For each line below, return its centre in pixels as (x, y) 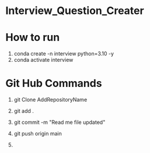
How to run (33, 38)
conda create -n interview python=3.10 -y (64, 54)
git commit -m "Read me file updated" (60, 122)
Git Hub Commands (54, 84)
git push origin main (38, 134)
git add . (24, 111)
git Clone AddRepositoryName (50, 100)
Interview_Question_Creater (75, 11)
